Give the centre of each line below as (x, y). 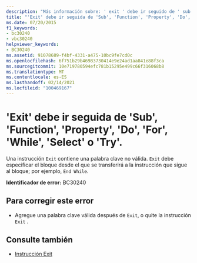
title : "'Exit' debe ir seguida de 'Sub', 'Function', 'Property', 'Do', (98, 17)
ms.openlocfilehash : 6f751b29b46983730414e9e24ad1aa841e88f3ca (85, 61)
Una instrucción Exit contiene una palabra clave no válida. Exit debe (90, 158)
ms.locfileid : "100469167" (39, 88)
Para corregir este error (50, 201)
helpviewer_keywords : (33, 45)
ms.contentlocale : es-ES (36, 77)
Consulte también (39, 240)
